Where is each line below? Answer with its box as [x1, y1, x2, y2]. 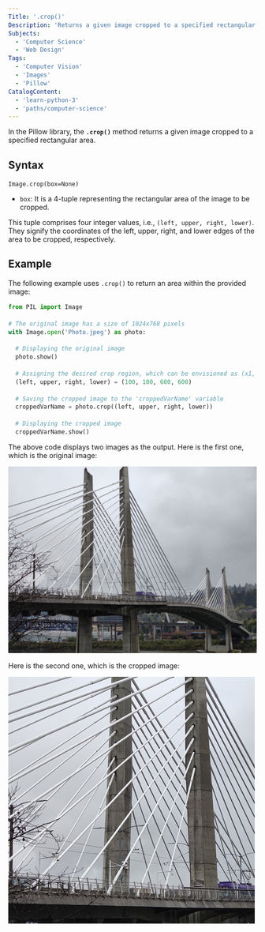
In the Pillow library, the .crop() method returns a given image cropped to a [8, 127, 254, 137]
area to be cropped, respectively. [8, 235, 116, 244]
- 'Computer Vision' [15, 63, 83, 71]
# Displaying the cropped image [15, 419, 122, 428]
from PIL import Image [8, 303, 83, 311]
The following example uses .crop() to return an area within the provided [8, 278, 247, 287]
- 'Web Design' [15, 46, 65, 54]
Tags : [8, 54, 26, 62]
